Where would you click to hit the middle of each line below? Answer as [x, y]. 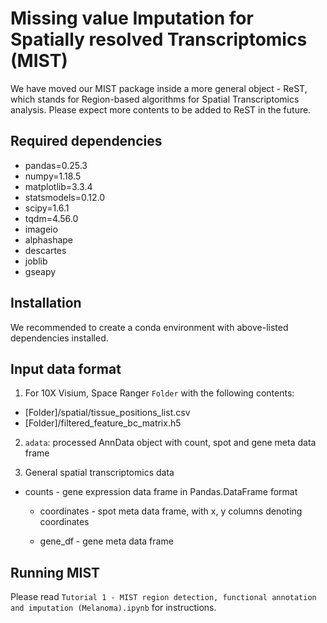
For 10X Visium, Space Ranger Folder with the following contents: [159, 393]
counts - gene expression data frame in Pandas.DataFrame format [161, 492]
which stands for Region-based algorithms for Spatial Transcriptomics [155, 99]
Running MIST [55, 572]
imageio [41, 229]
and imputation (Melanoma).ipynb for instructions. [113, 608]
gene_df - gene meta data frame [106, 541]
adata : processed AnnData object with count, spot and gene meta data [170, 443]
